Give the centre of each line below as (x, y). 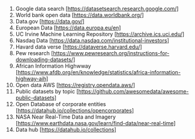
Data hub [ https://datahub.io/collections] (66, 129)
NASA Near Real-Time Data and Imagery (66, 117)
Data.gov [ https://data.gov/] (50, 21)
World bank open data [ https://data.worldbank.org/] (79, 15)
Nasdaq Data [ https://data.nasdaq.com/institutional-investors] (92, 40)
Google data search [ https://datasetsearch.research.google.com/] (97, 9)
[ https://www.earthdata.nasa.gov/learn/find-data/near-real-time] (95, 123)
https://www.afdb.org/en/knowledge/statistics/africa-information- (99, 72)
